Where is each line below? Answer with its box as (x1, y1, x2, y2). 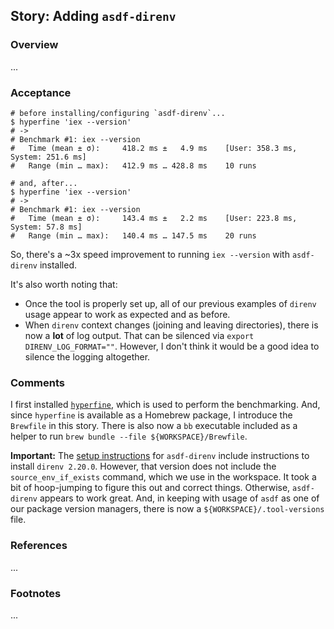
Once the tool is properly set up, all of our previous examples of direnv (24, 297, 317, 309)
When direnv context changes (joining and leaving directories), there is (24, 319, 319, 331)
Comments (10, 375, 65, 389)
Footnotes (10, 586, 62, 600)
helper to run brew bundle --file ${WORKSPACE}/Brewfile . (10, 430, 248, 443)
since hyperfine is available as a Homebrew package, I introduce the (10, 409, 293, 421)
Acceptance (10, 85, 72, 99)
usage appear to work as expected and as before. (24, 308, 231, 320)
